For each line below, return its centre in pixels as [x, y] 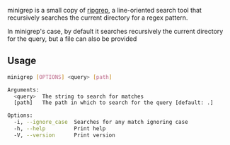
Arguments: [23, 90]
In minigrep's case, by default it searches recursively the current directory [115, 31]
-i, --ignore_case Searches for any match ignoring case [101, 122]
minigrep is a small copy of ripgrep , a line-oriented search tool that [104, 10]
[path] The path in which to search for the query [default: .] [114, 103]
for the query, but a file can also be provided [72, 39]
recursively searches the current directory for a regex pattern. [98, 18]
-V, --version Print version [64, 135]
